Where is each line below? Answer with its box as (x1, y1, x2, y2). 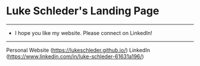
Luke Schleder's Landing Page (6, 4, 160, 18)
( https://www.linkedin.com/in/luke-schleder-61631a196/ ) (6, 52, 144, 60)
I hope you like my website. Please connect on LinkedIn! (14, 29, 153, 36)
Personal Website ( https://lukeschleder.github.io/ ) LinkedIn (6, 46, 151, 54)
